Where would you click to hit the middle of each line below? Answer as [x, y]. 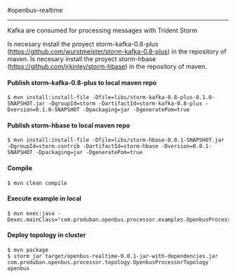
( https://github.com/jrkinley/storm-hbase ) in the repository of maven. [107, 67]
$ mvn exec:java [31, 213]
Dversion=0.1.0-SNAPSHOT [44, 110]
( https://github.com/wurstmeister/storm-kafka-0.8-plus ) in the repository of [117, 51]
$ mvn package [28, 250]
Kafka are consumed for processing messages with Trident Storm [103, 30]
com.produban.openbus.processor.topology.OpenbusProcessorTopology [108, 263]
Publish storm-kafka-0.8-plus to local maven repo [82, 82]
